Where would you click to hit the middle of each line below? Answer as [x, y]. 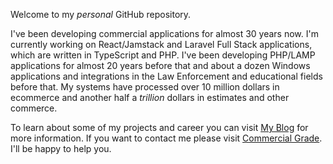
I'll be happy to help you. [61, 148]
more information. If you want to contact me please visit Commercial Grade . [166, 138]
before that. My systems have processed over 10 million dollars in [145, 87]
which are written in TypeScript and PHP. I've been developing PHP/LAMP [163, 55]
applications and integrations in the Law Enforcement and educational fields [166, 76]
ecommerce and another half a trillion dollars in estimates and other [150, 97]
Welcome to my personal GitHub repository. [101, 14]
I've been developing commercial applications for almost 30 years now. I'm [164, 33]
